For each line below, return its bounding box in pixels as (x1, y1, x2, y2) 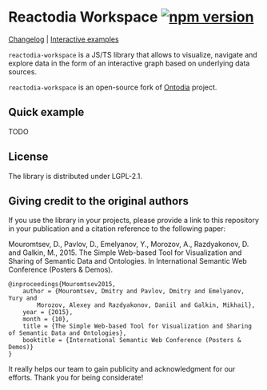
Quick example (8, 105, 85, 119)
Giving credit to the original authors (8, 194, 189, 208)
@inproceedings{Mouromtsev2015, (8, 281, 116, 289)
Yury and (8, 294, 38, 303)
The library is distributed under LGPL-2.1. (8, 171, 142, 181)
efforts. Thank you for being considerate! (8, 372, 144, 383)
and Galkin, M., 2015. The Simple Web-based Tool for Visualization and (8, 248, 242, 257)
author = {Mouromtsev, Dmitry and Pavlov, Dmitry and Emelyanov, (22, 288, 245, 296)
